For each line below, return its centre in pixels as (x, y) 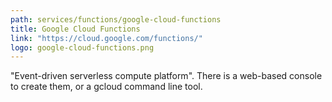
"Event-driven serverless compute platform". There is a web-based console (166, 76)
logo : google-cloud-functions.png (82, 47)
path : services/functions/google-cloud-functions (116, 19)
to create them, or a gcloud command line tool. (106, 87)
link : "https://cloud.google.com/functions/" (106, 38)
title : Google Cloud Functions (75, 29)
